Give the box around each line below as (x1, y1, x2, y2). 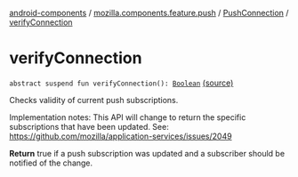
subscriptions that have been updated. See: (9, 121, 169, 132)
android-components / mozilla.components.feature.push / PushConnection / (9, 8, 289, 18)
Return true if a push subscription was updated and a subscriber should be (9, 148, 286, 158)
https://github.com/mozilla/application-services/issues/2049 (9, 131, 233, 141)
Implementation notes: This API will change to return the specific (9, 111, 246, 123)
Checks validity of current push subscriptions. (9, 94, 179, 105)
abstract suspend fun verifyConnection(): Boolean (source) (9, 77, 234, 88)
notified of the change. (9, 157, 93, 168)
